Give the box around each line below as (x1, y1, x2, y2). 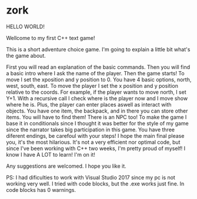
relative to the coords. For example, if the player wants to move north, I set (6, 88, 186, 95)
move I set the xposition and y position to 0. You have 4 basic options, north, (6, 76, 192, 83)
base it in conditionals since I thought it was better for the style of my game (6, 120, 189, 127)
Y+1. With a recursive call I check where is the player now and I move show (6, 95, 188, 102)
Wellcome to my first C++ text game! (6, 34, 95, 41)
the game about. (6, 52, 46, 59)
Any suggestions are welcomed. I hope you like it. (6, 162, 126, 170)
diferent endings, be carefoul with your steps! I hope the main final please (6, 132, 185, 139)
